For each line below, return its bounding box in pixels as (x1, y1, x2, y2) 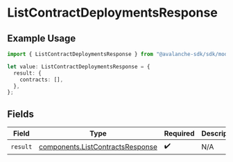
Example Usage (7, 33, 76, 44)
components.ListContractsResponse (39, 142, 157, 152)
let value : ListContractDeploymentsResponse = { (7, 63, 150, 70)
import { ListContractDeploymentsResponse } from (7, 51, 154, 57)
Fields (7, 108, 35, 120)
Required (164, 129, 195, 138)
